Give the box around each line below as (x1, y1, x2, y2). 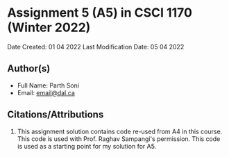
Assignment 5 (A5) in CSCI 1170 (7, 5, 193, 21)
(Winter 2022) (7, 19, 91, 35)
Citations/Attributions (7, 109, 104, 121)
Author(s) (7, 63, 51, 74)
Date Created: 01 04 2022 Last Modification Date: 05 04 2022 (7, 42, 185, 51)
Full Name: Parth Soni (17, 81, 80, 90)
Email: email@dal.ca (17, 88, 75, 97)
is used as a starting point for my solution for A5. (17, 142, 157, 150)
